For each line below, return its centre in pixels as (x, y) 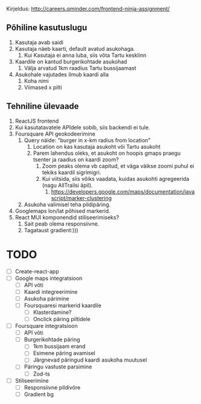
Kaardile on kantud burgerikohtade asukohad (71, 61)
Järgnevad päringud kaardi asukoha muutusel (90, 360)
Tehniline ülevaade (43, 106)
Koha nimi (37, 80)
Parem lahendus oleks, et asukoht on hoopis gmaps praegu (107, 153)
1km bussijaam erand (59, 347)
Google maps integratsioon (49, 278)
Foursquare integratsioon (46, 326)
